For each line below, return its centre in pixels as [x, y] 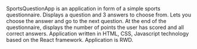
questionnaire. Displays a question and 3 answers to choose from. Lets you [99, 15]
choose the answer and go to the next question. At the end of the [86, 21]
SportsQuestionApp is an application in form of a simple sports [83, 9]
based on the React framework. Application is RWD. [70, 40]
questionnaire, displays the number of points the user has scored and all [95, 27]
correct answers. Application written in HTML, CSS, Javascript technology [98, 34]
